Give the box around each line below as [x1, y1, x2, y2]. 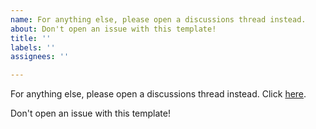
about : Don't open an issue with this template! [10, 24, 217, 34]
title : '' [10, 33, 52, 43]
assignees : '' [10, 52, 70, 62]
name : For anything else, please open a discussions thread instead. [10, 14, 307, 25]
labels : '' [10, 42, 56, 53]
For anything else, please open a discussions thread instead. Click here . [10, 88, 307, 100]
